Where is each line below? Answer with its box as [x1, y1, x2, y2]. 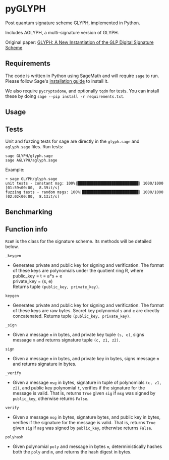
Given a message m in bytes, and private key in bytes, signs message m [12, 356, 159, 362]
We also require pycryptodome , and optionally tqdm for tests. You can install [5, 88, 159, 94]
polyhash [5, 435, 24, 440]
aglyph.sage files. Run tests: [5, 143, 64, 149]
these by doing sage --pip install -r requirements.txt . [5, 93, 125, 99]
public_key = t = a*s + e [12, 273, 63, 279]
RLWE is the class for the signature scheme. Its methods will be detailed [5, 238, 152, 245]
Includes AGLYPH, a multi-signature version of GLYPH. [5, 29, 120, 35]
